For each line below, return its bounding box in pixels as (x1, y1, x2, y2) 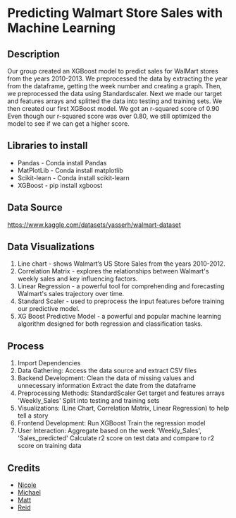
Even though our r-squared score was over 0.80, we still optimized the (7, 112, 211, 120)
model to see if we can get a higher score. (7, 119, 130, 128)
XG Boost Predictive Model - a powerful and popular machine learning (17, 312, 222, 321)
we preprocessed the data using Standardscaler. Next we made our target (7, 90, 223, 98)
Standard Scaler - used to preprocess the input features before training (17, 297, 225, 305)
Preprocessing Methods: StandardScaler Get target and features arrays (17, 389, 225, 397)
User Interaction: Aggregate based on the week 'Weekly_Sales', (17, 426, 202, 435)
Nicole (17, 481, 37, 489)
